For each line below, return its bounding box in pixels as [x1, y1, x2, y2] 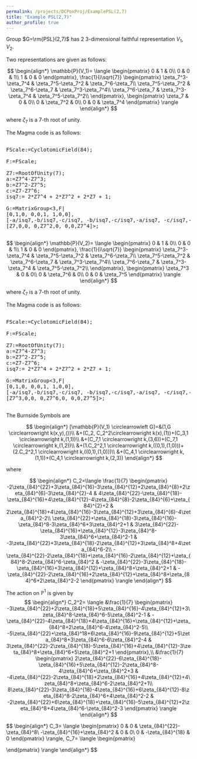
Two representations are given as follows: [6, 56, 107, 63]
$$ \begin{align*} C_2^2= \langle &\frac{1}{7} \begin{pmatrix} [24, 599, 173, 606]
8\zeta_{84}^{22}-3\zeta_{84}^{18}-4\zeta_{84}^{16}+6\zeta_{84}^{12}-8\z [7, 686, 190, 693]
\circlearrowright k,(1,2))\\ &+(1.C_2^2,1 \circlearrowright [13, 442, 148, 449]
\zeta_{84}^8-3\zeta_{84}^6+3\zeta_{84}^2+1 [18, 520, 129, 528]
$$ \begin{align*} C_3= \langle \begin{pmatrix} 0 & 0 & [6, 723, 138, 730]
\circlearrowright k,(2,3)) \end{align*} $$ [64, 454, 162, 461]
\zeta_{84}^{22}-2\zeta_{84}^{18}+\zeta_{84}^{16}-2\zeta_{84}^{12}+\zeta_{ [6, 552, 191, 559]
